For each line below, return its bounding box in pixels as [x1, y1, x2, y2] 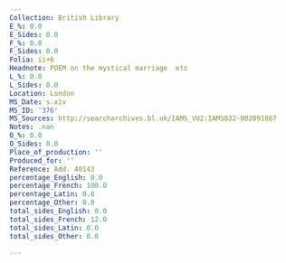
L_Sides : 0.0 [9, 80, 59, 89]
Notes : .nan [9, 123, 54, 132]
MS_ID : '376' [9, 106, 59, 115]
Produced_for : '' [9, 155, 75, 165]
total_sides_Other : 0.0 [9, 231, 100, 240]
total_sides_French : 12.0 [9, 214, 107, 224]
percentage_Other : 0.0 [9, 198, 95, 208]
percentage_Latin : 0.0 [9, 190, 95, 199]
